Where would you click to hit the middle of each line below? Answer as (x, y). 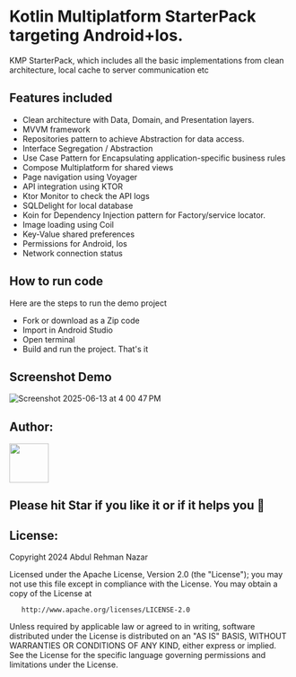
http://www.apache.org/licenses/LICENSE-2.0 (106, 610)
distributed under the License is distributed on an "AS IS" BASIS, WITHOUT (148, 636)
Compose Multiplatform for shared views (98, 167)
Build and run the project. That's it (85, 349)
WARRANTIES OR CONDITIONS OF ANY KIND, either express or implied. (143, 646)
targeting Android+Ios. (96, 35)
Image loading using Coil (68, 224)
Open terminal (48, 339)
